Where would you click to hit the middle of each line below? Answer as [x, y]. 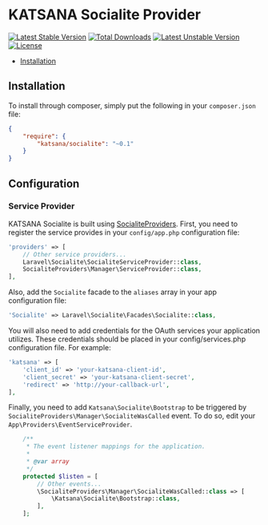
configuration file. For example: [60, 348]
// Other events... [70, 484]
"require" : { [44, 136]
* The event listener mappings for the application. [116, 446]
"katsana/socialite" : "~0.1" [86, 143]
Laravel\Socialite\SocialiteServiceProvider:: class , [112, 262]
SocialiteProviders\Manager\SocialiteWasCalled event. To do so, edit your [132, 416]
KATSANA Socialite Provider [105, 15]
